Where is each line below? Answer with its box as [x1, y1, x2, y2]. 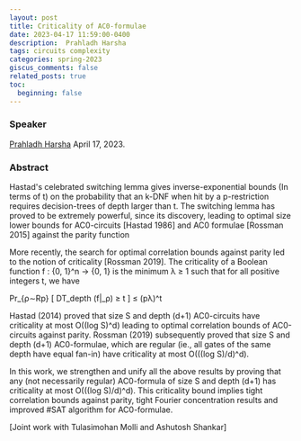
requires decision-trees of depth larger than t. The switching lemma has [9, 201, 276, 211]
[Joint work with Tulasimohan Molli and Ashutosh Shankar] [9, 422, 227, 433]
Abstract [9, 161, 49, 174]
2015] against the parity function [9, 229, 130, 240]
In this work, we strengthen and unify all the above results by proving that [9, 366, 281, 377]
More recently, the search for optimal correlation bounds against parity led [9, 247, 285, 257]
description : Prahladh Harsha [9, 38, 127, 48]
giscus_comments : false [9, 64, 99, 73]
